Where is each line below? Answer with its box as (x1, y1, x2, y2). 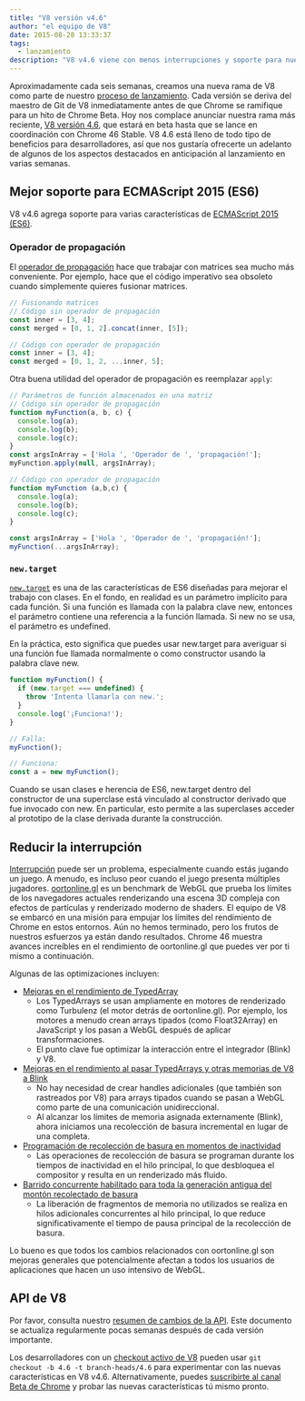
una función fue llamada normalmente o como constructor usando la (9, 648, 266, 660)
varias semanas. (9, 158, 71, 168)
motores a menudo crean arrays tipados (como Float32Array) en (35, 1014, 279, 1025)
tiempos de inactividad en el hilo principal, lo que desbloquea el (35, 1159, 275, 1170)
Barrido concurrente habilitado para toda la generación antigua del (22, 1179, 272, 1190)
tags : (9, 38, 30, 48)
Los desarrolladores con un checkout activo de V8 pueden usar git (9, 1352, 261, 1363)
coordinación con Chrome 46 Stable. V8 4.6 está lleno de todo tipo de (9, 129, 271, 139)
